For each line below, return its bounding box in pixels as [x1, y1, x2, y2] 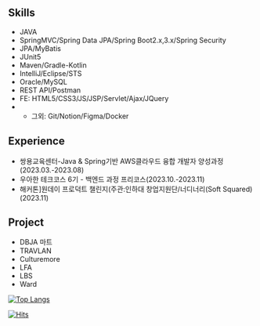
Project [8, 216, 45, 230]
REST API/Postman [19, 85, 81, 95]
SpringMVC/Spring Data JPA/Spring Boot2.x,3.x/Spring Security [19, 35, 227, 45]
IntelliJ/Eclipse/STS [19, 68, 82, 78]
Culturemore [19, 255, 60, 264]
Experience [8, 135, 65, 148]
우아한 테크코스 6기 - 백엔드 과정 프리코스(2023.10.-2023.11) [19, 174, 205, 183]
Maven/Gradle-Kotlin [19, 60, 88, 70]
